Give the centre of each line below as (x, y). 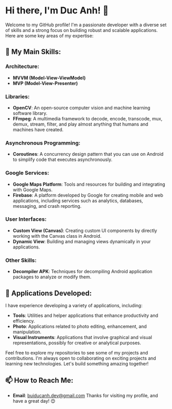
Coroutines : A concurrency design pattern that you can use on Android (88, 154)
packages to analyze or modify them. (52, 277)
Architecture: (22, 66)
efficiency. (24, 321)
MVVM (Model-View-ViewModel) (49, 78)
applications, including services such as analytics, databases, (78, 201)
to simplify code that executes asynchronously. (62, 159)
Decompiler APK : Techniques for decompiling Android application (82, 272)
